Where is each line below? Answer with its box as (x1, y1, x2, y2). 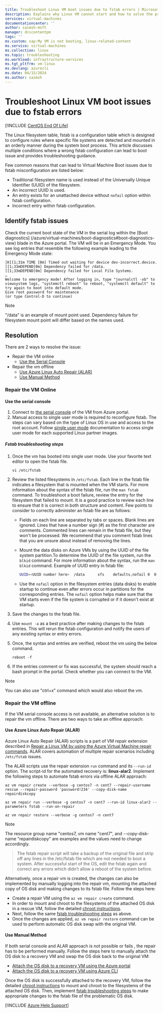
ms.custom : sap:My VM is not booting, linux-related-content (5, 39, 131, 44)
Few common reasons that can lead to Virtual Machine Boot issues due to (5, 162, 152, 168)
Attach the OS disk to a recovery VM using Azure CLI (12, 968, 118, 974)
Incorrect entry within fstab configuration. (12, 203, 96, 209)
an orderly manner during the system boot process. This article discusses (5, 142, 153, 148)
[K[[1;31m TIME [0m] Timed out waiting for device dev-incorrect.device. (5, 260, 158, 265)
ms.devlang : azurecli (5, 66, 49, 71)
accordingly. (5, 841, 30, 847)
